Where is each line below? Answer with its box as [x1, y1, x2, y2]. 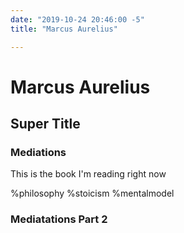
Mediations [10, 146, 67, 159]
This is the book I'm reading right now [10, 168, 167, 180]
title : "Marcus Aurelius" [10, 24, 118, 34]
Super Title [10, 116, 81, 133]
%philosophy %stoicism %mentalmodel [10, 187, 175, 200]
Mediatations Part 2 [10, 212, 108, 226]
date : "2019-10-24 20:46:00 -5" [10, 14, 145, 25]
